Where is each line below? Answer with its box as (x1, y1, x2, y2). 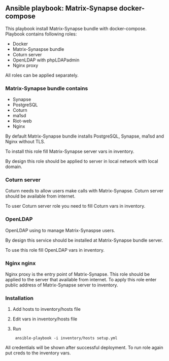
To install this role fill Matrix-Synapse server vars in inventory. (5, 148, 134, 154)
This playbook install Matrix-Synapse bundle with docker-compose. (5, 25, 147, 31)
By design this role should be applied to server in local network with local (5, 158, 158, 165)
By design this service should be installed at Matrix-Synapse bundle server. (5, 237, 163, 243)
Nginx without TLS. (5, 139, 46, 145)
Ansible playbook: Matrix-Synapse (5, 4, 118, 13)
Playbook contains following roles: (5, 30, 77, 37)
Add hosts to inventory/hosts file (12, 306, 81, 312)
